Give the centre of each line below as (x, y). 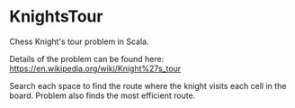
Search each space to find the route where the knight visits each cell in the (148, 85)
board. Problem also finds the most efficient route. (103, 95)
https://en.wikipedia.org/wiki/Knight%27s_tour (95, 68)
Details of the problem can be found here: (87, 58)
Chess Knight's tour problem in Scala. (79, 41)
